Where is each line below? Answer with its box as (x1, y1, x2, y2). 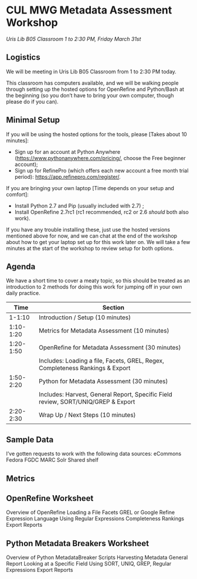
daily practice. (6, 290, 40, 297)
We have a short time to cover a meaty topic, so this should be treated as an (6, 277, 190, 285)
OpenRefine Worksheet (6, 493, 94, 503)
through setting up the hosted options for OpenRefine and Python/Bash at (6, 86, 185, 93)
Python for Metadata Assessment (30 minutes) (39, 377, 168, 385)
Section (102, 303, 125, 311)
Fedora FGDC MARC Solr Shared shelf (6, 456, 98, 463)
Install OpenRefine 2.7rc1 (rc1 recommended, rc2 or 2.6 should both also (14, 208, 189, 215)
